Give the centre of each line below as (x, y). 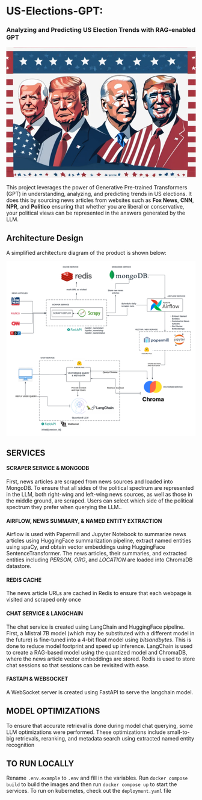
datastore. (19, 566)
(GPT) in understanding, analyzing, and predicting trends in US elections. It (99, 194)
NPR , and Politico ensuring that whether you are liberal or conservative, (95, 207)
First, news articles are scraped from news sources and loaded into (90, 481)
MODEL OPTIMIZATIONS (53, 711)
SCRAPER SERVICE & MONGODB (48, 468)
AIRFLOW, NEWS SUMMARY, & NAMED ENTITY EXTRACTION (84, 521)
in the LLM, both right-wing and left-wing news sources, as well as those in (99, 495)
